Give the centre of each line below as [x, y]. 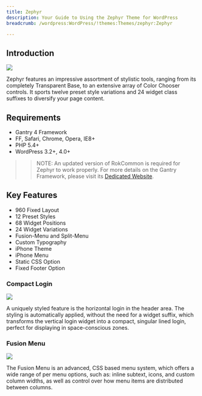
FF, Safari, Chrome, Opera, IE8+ [55, 138]
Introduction [30, 53]
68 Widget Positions [40, 223]
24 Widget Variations [41, 229]
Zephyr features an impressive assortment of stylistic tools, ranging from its [101, 79]
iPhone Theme [33, 248]
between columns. [30, 387]
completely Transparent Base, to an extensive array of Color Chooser [93, 86]
